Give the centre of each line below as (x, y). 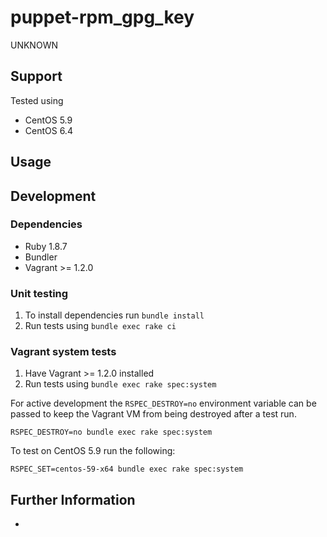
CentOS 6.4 (48, 130)
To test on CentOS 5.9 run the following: (93, 451)
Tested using (37, 100)
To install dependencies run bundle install (114, 315)
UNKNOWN (34, 45)
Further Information (73, 499)
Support (36, 76)
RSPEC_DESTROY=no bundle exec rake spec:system (111, 432)
